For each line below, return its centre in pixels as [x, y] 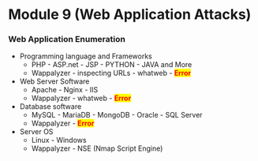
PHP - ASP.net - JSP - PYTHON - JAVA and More [112, 65]
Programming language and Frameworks [86, 56]
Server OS [36, 132]
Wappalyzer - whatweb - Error [81, 98]
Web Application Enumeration [67, 39]
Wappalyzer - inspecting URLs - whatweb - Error [111, 73]
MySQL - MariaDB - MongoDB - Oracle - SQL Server [117, 115]
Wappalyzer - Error [63, 123]
